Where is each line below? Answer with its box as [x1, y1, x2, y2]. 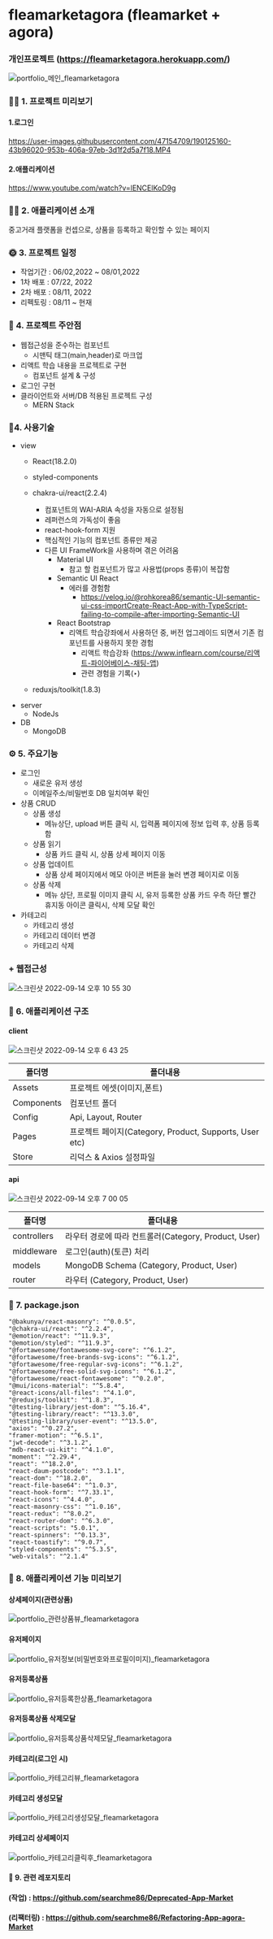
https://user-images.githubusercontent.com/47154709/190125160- [8, 136, 232, 146]
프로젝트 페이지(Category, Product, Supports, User [69, 1126, 260, 1137]
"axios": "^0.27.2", [8, 1424, 79, 1433]
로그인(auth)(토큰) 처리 [64, 1246, 150, 1257]
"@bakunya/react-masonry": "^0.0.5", [8, 1318, 136, 1326]
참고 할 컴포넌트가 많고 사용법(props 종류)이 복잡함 [68, 564, 230, 574]
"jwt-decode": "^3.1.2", [8, 1439, 93, 1447]
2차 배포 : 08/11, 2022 [19, 287, 92, 298]
